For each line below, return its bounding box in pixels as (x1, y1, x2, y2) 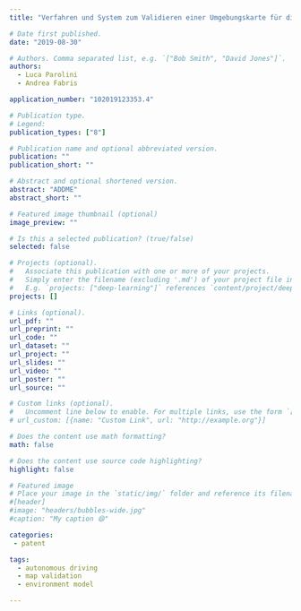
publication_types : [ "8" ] (9, 127, 106, 137)
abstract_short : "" (9, 194, 82, 202)
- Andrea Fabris (17, 79, 78, 88)
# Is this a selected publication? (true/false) (9, 234, 194, 243)
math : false (9, 440, 54, 449)
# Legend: (9, 119, 47, 128)
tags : (9, 555, 30, 564)
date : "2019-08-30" (9, 38, 82, 47)
